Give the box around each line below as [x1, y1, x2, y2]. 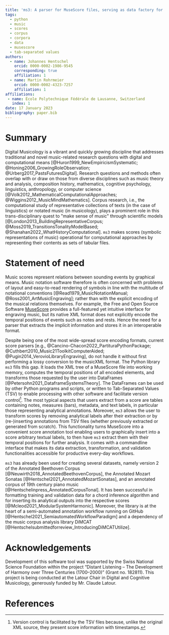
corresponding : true [14, 68, 57, 74]
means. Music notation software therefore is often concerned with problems [5, 279, 163, 285]
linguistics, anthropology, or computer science [5, 186, 102, 192]
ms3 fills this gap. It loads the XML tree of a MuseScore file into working [5, 364, 152, 370]
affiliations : [5, 92, 35, 97]
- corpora [10, 36, 30, 41]
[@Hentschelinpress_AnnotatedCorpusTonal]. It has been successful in [5, 487, 153, 493]
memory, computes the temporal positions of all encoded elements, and [5, 369, 154, 375]
